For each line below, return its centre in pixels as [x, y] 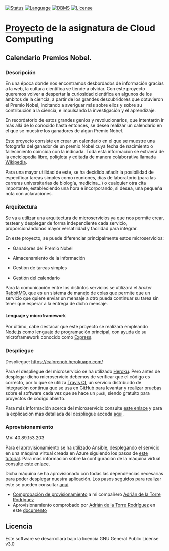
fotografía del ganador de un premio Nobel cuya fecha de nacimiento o [79, 146]
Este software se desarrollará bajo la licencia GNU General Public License [82, 538]
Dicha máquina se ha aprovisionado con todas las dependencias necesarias [84, 473]
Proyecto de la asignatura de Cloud [80, 28]
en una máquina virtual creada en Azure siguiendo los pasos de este [77, 453]
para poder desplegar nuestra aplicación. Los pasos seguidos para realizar [83, 479]
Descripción [21, 72]
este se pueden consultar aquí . [37, 484]
